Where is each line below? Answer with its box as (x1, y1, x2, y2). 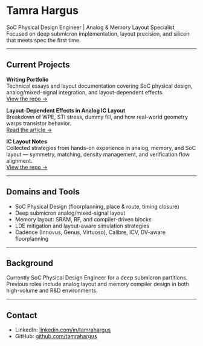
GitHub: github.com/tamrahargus (14, 333, 98, 340)
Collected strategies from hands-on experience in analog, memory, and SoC (6, 144, 196, 151)
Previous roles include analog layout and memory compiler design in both (6, 281, 189, 288)
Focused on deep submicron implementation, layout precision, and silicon (6, 30, 190, 37)
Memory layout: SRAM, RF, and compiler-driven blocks (14, 215, 152, 223)
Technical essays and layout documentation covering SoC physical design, (6, 82, 193, 90)
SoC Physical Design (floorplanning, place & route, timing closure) (14, 203, 179, 210)
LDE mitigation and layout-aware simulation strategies (14, 222, 150, 229)
